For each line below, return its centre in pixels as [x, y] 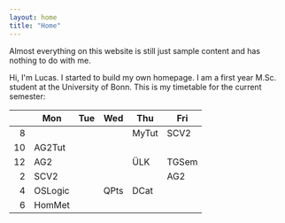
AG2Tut [50, 147]
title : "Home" [35, 26]
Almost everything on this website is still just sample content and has [135, 50]
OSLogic [52, 190]
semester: [27, 96]
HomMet [52, 204]
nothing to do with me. [50, 60]
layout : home [33, 17]
